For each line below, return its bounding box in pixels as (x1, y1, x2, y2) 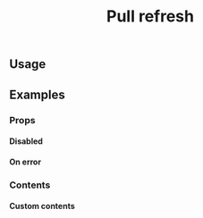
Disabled (9, 136, 43, 147)
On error (9, 156, 42, 167)
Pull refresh (106, 6, 195, 27)
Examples (9, 87, 65, 102)
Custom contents (9, 201, 76, 212)
